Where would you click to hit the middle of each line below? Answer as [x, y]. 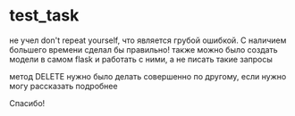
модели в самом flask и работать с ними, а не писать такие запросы [141, 59]
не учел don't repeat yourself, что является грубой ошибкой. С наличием [148, 40]
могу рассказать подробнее [63, 86]
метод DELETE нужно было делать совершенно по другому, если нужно [148, 76]
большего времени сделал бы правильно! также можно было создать [144, 49]
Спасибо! [27, 103]
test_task [44, 16]
